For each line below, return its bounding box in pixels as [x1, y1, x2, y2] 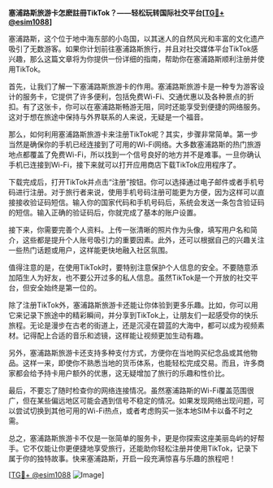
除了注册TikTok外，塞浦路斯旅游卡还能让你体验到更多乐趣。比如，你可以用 [8, 300, 258, 310]
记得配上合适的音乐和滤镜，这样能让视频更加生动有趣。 [22, 331, 208, 340]
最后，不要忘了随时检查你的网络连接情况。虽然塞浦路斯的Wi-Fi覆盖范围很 [8, 386, 254, 395]
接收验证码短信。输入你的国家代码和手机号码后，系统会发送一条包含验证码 [15, 198, 265, 207]
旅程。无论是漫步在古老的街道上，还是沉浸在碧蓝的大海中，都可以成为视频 [8, 320, 258, 330]
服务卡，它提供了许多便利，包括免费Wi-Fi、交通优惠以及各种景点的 [22, 92, 248, 101]
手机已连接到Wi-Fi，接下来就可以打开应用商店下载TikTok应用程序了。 [8, 160, 241, 169]
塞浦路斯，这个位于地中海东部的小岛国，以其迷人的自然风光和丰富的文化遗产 [8, 34, 265, 43]
